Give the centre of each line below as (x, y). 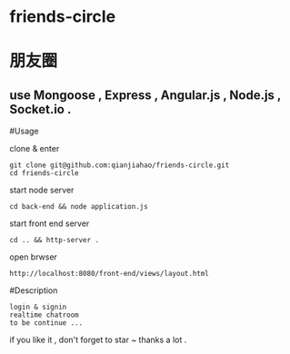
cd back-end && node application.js (79, 207)
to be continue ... (46, 323)
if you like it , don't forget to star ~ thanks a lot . (98, 340)
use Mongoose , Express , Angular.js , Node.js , (145, 95)
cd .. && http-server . (55, 241)
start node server (42, 190)
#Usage (24, 131)
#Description (34, 290)
